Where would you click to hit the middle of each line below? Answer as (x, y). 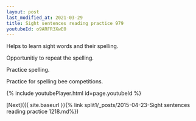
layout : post (23, 12)
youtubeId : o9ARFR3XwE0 (37, 29)
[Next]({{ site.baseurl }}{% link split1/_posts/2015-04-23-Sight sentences (98, 105)
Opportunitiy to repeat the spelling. (50, 58)
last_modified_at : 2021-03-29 (45, 18)
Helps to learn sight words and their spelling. (62, 46)
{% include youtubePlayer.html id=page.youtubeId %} (74, 93)
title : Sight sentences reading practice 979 (65, 23)
